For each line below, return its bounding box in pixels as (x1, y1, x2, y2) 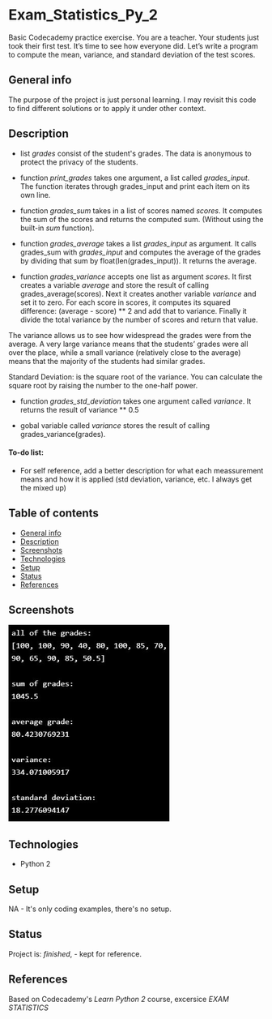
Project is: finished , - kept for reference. (8, 948, 142, 958)
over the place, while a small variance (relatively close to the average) (8, 347, 241, 358)
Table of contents (8, 507, 99, 520)
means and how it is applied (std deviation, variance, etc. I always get (19, 474, 253, 484)
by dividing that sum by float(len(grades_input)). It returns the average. (19, 255, 257, 265)
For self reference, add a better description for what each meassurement (19, 465, 264, 475)
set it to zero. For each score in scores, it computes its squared (19, 298, 231, 307)
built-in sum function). (19, 223, 95, 233)
